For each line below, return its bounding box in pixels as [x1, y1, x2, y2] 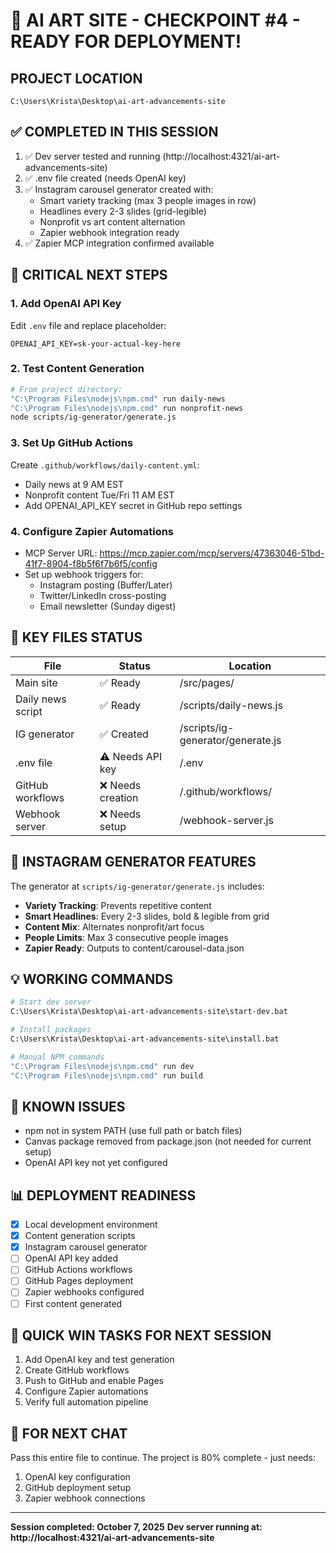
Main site [15, 675, 58, 689]
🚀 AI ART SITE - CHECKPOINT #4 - [10, 9, 301, 32]
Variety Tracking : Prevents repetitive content [24, 899, 212, 911]
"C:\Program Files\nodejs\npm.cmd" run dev [10, 1061, 195, 1071]
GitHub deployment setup [24, 1482, 132, 1494]
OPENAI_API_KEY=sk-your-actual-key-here [10, 339, 182, 349]
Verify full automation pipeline [24, 1396, 149, 1408]
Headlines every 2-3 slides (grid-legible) [39, 205, 207, 217]
